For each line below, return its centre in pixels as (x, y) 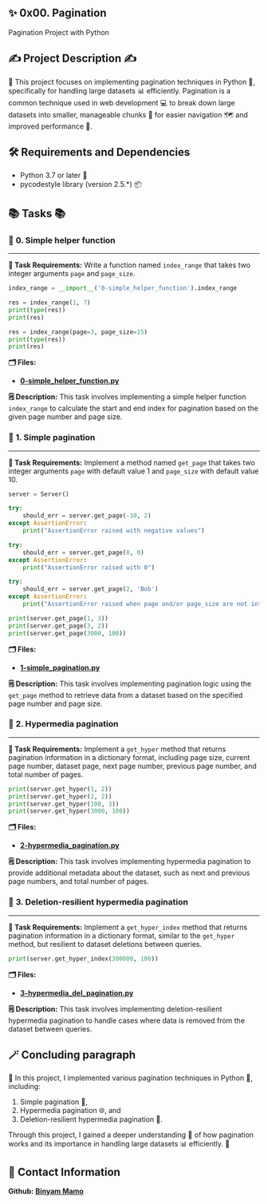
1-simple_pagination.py (60, 667)
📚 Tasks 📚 (37, 214)
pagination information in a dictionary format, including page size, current (129, 757)
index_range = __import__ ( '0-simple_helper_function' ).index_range (123, 288)
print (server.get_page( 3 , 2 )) (59, 626)
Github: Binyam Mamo (46, 1191)
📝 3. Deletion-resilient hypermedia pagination (99, 902)
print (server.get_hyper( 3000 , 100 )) (69, 811)
